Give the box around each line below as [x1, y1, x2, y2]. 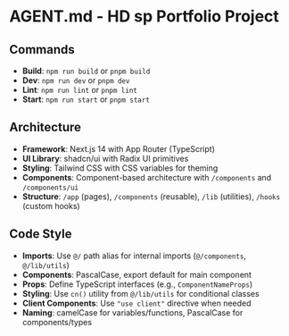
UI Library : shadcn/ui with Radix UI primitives [21, 153, 189, 164]
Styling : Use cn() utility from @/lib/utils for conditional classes [21, 288, 260, 298]
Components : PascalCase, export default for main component [21, 269, 252, 280]
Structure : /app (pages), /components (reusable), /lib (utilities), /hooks [21, 190, 281, 202]
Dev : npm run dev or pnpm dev [21, 75, 130, 86]
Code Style [9, 226, 72, 242]
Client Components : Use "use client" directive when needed [21, 298, 252, 308]
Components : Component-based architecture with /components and [21, 172, 272, 182]
